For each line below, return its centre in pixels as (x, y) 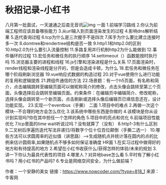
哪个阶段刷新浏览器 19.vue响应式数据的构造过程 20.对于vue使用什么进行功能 (83, 74)
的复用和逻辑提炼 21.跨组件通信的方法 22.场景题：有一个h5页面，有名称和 (80, 80)
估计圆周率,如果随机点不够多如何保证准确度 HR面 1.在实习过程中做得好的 (87, 142)
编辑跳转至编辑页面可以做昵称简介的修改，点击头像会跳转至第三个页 (91, 87)
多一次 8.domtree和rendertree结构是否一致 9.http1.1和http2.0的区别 (73, 43)
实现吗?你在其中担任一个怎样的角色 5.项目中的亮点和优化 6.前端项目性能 (87, 117)
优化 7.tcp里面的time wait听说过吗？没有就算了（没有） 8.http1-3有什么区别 (82, 124)
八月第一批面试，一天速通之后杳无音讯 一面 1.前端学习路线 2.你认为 (80, 25)
